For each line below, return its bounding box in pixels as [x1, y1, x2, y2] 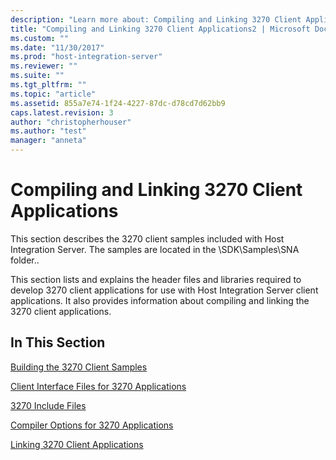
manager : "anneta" [10, 136, 87, 146]
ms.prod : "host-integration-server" [10, 52, 163, 62]
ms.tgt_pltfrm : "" [10, 80, 87, 90]
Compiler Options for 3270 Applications [10, 419, 174, 431]
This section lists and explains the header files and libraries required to [10, 273, 302, 285]
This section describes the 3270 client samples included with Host [10, 232, 285, 245]
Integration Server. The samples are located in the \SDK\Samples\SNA [10, 243, 300, 255]
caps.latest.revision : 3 [10, 107, 114, 118]
